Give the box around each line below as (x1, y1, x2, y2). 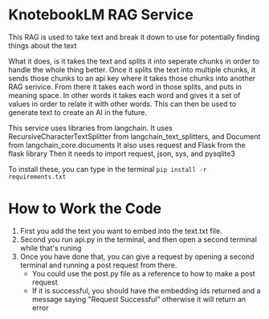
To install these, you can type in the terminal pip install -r (8, 164, 207, 174)
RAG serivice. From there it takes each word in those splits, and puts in (8, 82, 243, 92)
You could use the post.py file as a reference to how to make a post (31, 268, 255, 278)
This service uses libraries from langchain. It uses (8, 123, 173, 133)
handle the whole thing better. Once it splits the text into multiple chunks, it (8, 64, 256, 74)
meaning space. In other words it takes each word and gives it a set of (8, 90, 241, 100)
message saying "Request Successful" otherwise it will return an (31, 294, 247, 304)
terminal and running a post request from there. (19, 260, 177, 270)
